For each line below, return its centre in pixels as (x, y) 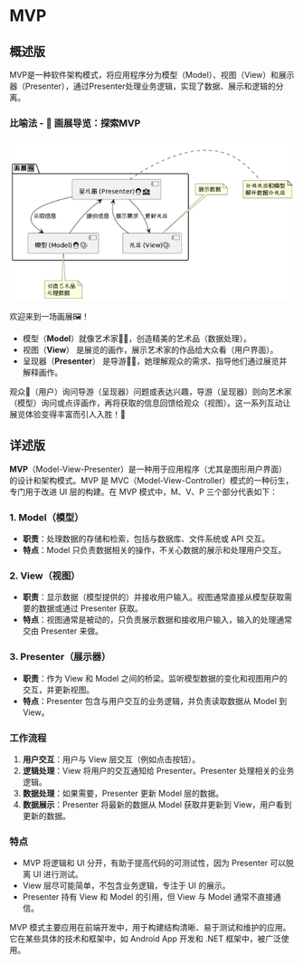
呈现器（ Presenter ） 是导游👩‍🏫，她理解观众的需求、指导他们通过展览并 (155, 361)
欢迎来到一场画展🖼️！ (50, 317)
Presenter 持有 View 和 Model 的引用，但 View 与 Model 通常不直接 (148, 897)
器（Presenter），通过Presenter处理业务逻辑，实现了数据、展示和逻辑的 (142, 86)
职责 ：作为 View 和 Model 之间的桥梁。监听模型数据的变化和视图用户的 (155, 678)
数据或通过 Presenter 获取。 (90, 608)
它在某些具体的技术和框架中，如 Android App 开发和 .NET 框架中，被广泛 (146, 939)
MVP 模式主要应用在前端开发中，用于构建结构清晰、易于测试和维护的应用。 (150, 928)
